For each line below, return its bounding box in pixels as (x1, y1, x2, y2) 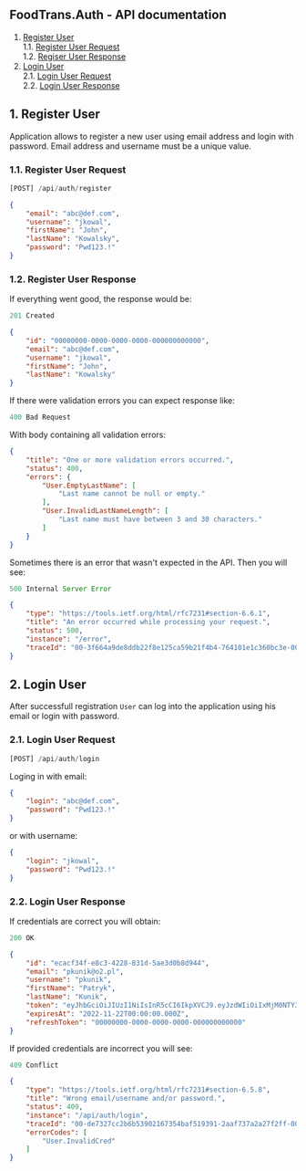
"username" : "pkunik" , (25, 976, 112, 985)
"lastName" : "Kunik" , (25, 992, 107, 1002)
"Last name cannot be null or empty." (57, 489, 206, 498)
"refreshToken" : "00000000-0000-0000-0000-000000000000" (25, 1018, 247, 1027)
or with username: (9, 831, 78, 842)
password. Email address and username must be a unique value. (9, 141, 252, 152)
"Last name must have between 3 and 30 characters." (57, 515, 262, 524)
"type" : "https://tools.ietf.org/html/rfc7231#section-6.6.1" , (25, 609, 271, 619)
